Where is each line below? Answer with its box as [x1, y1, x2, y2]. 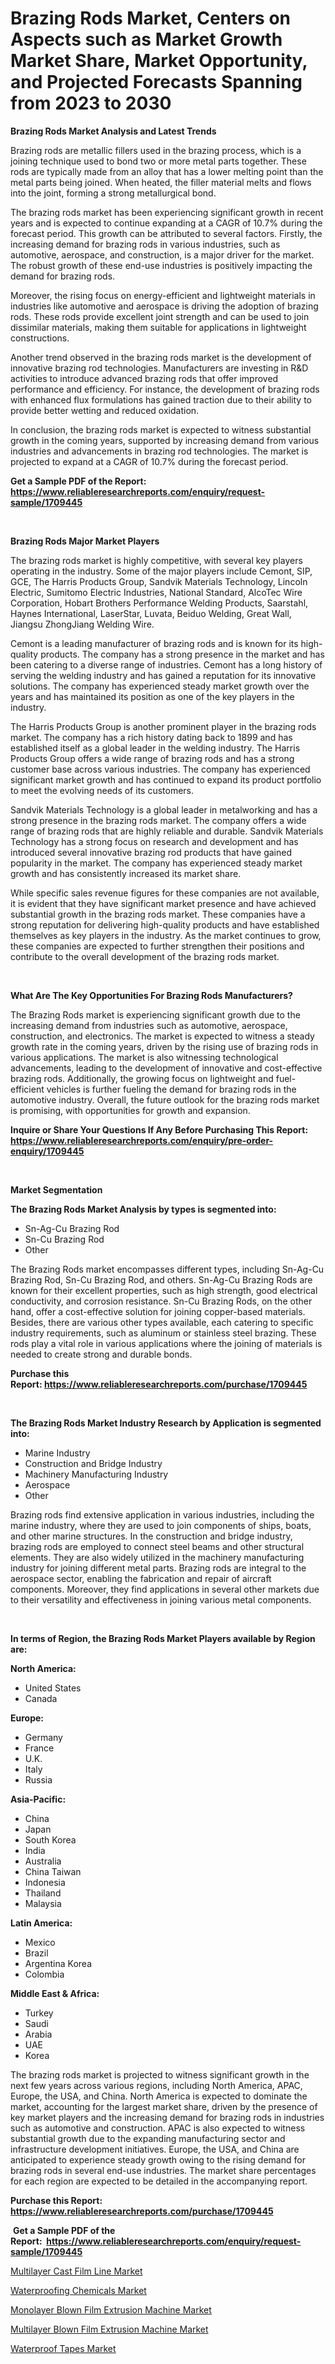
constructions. [10, 332, 70, 344]
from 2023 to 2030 [10, 92, 172, 115]
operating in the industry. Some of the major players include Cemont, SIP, [10, 565, 313, 577]
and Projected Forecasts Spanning [10, 71, 303, 94]
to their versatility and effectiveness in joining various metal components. [10, 1593, 312, 1606]
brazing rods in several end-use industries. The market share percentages [10, 2164, 317, 2176]
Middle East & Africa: [10, 1987, 100, 1999]
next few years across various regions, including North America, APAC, [10, 2079, 303, 2091]
